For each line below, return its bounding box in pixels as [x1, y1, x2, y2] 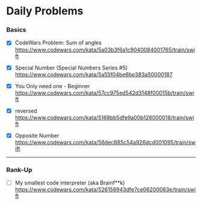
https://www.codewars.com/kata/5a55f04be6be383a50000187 [14, 71, 173, 78]
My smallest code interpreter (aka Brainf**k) [14, 179, 125, 186]
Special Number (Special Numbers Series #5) [14, 64, 128, 71]
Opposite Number [14, 132, 60, 139]
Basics [6, 26, 26, 34]
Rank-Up [6, 165, 32, 174]
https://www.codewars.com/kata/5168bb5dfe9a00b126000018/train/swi [14, 114, 194, 121]
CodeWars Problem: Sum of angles [14, 39, 102, 46]
